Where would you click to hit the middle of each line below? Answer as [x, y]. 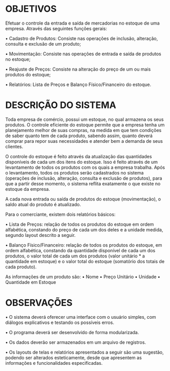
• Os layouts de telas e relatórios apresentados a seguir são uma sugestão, [84, 352]
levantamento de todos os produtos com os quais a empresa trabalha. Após [85, 167]
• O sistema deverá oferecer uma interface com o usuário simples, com [81, 317]
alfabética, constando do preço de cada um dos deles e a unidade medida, [84, 230]
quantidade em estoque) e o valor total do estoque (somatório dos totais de [85, 261]
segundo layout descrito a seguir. [40, 235]
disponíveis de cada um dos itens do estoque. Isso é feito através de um [81, 162]
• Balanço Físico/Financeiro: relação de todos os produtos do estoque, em [84, 245]
